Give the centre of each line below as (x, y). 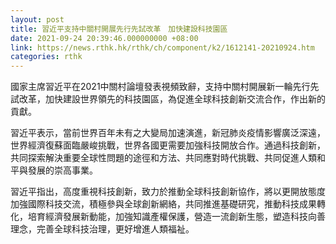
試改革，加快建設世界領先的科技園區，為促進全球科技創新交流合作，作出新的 (168, 99)
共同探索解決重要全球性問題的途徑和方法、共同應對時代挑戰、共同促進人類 (163, 158)
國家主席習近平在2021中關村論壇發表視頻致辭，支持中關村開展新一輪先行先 (165, 87)
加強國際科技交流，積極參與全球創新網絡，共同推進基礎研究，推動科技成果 (163, 204)
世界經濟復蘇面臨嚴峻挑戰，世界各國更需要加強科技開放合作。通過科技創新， (168, 145)
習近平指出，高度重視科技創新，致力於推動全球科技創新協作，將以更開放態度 (168, 192)
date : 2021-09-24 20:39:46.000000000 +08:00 (104, 38)
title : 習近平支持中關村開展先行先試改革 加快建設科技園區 (119, 29)
